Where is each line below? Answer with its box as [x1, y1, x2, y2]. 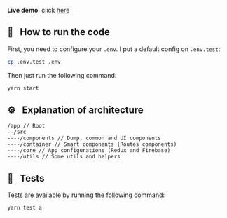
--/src [7, 129, 27, 136]
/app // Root [7, 123, 46, 130]
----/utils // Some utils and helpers [7, 154, 121, 161]
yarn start [7, 84, 39, 92]
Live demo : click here [7, 6, 70, 14]
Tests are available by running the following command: [7, 191, 165, 199]
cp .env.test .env [7, 58, 61, 65]
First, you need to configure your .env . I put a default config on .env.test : [7, 45, 221, 53]
